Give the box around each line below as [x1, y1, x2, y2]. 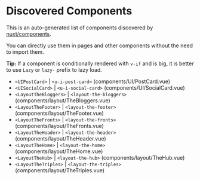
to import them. [6, 48, 44, 55]
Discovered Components [6, 4, 133, 18]
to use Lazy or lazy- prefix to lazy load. [6, 66, 103, 73]
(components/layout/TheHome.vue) [14, 148, 103, 155]
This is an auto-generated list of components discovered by [6, 24, 153, 31]
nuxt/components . [6, 30, 52, 37]
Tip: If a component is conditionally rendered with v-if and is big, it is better [6, 60, 194, 67]
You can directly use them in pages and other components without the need [6, 42, 193, 49]
